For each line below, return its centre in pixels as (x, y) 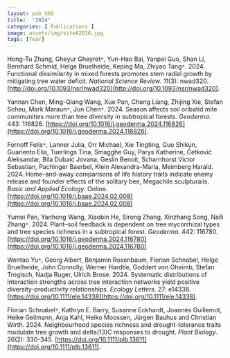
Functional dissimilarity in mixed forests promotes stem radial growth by (110, 74)
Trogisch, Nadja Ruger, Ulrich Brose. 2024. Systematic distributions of (107, 275)
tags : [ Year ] (26, 39)
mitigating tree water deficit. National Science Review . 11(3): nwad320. (108, 81)
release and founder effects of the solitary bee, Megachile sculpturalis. (108, 181)
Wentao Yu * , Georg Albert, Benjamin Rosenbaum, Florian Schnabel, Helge (113, 260)
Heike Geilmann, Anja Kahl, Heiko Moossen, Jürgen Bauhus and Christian (112, 317)
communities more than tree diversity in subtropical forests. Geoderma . (109, 117)
